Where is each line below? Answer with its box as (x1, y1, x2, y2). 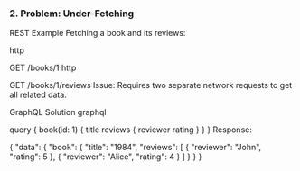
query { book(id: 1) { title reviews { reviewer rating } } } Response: (9, 124, 253, 135)
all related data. (9, 89, 68, 101)
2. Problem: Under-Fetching (9, 7, 135, 20)
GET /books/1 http (9, 62, 77, 74)
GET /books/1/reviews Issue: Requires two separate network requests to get (9, 80, 293, 91)
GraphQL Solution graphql (9, 107, 107, 118)
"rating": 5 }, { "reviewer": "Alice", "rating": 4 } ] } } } (9, 151, 202, 162)
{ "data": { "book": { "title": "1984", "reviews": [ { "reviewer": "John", (9, 142, 262, 153)
